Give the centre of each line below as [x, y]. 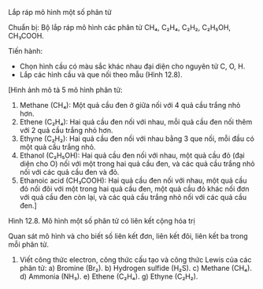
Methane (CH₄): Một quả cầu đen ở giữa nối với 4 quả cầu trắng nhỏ [130, 105]
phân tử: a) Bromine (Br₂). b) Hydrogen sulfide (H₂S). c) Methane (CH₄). [135, 268]
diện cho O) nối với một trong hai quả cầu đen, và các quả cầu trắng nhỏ [137, 164]
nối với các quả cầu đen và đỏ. [69, 172]
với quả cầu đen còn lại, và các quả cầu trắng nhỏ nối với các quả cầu [133, 197]
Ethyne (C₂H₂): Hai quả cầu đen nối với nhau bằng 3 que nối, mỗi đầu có [137, 139]
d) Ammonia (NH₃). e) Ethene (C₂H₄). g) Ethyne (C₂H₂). [109, 276]
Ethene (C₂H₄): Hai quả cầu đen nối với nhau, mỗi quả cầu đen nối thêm [136, 122]
